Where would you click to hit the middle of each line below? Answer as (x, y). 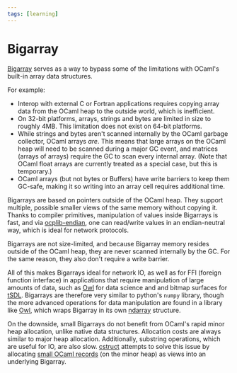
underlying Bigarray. (37, 361)
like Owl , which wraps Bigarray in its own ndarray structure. (94, 310)
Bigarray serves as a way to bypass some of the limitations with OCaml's (113, 69)
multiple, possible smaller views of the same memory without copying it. (112, 207)
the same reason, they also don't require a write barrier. (88, 258)
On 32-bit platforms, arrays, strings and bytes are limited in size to (114, 118)
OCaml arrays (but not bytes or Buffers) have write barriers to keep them (123, 178)
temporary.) (35, 171)
